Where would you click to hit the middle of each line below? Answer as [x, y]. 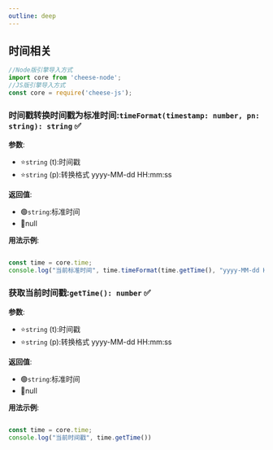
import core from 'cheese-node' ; [65, 78]
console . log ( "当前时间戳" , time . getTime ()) [80, 438]
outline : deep [32, 16]
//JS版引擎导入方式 [37, 85]
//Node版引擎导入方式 [41, 70]
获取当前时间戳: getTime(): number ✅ [80, 292]
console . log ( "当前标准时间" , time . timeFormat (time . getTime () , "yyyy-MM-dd [134, 271]
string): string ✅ [45, 125]
